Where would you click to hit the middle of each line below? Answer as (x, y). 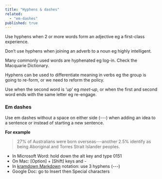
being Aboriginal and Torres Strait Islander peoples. (68, 146)
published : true (21, 23)
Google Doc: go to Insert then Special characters (61, 171)
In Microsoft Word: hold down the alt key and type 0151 (67, 156)
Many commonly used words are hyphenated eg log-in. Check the (71, 60)
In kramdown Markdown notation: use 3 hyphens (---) (66, 166)
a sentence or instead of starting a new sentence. (55, 123)
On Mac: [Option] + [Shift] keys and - (49, 161)
